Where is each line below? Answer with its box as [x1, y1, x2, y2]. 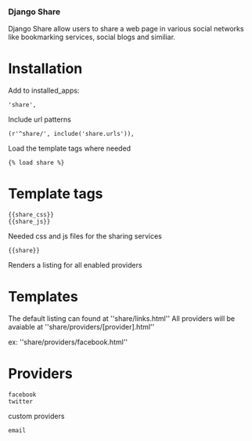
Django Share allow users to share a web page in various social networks [8, 24, 244, 34]
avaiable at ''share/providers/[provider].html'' [8, 323, 155, 332]
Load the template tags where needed [8, 144, 131, 153]
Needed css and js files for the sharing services [8, 231, 162, 241]
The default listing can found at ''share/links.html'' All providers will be [8, 314, 236, 323]
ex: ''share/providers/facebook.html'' [8, 337, 128, 347]
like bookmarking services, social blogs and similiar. [8, 32, 176, 42]
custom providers [8, 411, 65, 421]
